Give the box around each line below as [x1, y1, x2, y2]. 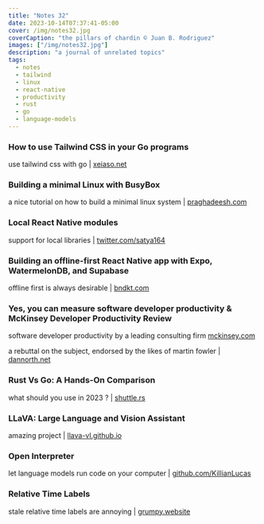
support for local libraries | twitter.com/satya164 [8, 235, 165, 245]
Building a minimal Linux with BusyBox [8, 180, 161, 191]
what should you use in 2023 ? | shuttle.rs [8, 393, 146, 402]
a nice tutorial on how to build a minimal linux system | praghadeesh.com [8, 197, 247, 207]
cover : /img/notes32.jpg [8, 26, 91, 34]
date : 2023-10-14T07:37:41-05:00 [8, 19, 119, 27]
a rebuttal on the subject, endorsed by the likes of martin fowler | [8, 347, 221, 356]
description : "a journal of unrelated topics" [8, 49, 165, 56]
